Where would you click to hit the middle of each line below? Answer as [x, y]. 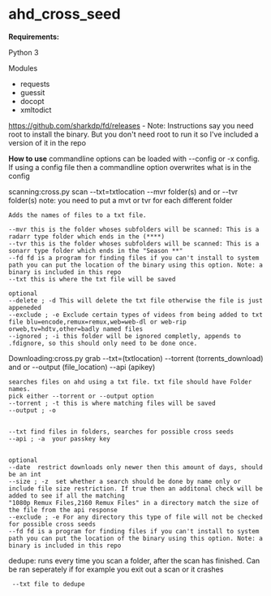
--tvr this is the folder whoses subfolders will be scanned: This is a [134, 244]
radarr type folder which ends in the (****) [86, 237]
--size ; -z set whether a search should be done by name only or [125, 481]
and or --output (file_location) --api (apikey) [82, 367]
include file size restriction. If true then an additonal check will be [136, 489]
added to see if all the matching [67, 496]
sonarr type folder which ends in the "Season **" [96, 250]
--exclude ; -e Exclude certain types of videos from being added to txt [136, 315]
